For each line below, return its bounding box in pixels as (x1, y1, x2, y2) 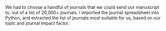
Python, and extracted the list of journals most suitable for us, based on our (5, 15, 161, 20)
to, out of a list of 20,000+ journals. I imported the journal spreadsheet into (5, 9, 159, 15)
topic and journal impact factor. (5, 20, 70, 26)
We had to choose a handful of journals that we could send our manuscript (5, 4, 159, 10)
